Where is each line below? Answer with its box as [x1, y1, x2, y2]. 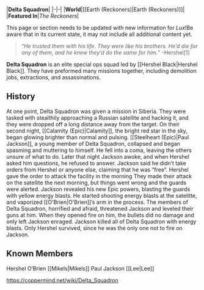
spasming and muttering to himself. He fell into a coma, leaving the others [6, 147, 192, 154]
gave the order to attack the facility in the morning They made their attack [6, 172, 192, 179]
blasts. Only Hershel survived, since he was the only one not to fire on [6, 224, 183, 231]
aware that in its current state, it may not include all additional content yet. [6, 31, 192, 38]
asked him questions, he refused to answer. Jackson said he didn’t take [6, 159, 186, 167]
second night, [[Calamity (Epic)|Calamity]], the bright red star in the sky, [6, 127, 188, 134]
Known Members [6, 248, 73, 259]
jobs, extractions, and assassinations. [6, 74, 101, 81]
